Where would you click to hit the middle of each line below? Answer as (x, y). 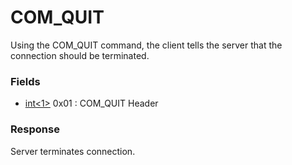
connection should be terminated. (80, 55)
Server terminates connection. (73, 151)
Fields (25, 81)
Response (35, 129)
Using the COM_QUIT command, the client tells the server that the (146, 45)
